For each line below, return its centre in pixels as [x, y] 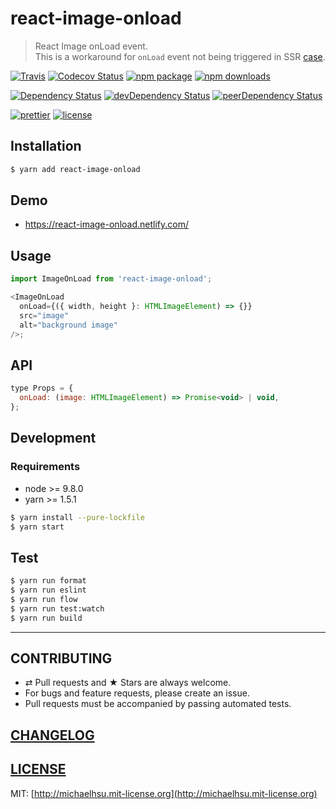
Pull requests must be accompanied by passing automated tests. [158, 704]
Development [53, 438]
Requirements [45, 467]
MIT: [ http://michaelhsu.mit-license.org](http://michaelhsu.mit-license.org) [164, 793]
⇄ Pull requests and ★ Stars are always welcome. [128, 683]
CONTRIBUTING [61, 658]
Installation [46, 146]
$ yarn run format [48, 581]
